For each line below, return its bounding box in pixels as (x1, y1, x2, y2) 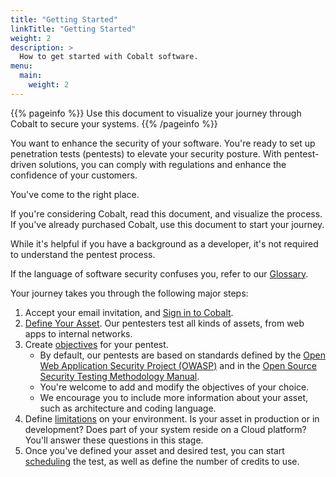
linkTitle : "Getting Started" (10, 24, 137, 34)
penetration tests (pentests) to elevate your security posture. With (10, 147, 282, 160)
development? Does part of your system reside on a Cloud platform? (24, 423, 307, 435)
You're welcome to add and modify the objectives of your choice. (39, 381, 310, 393)
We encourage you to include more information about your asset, (39, 391, 309, 403)
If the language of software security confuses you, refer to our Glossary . (10, 267, 309, 280)
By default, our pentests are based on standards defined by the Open (39, 349, 327, 361)
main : (19, 71, 43, 81)
